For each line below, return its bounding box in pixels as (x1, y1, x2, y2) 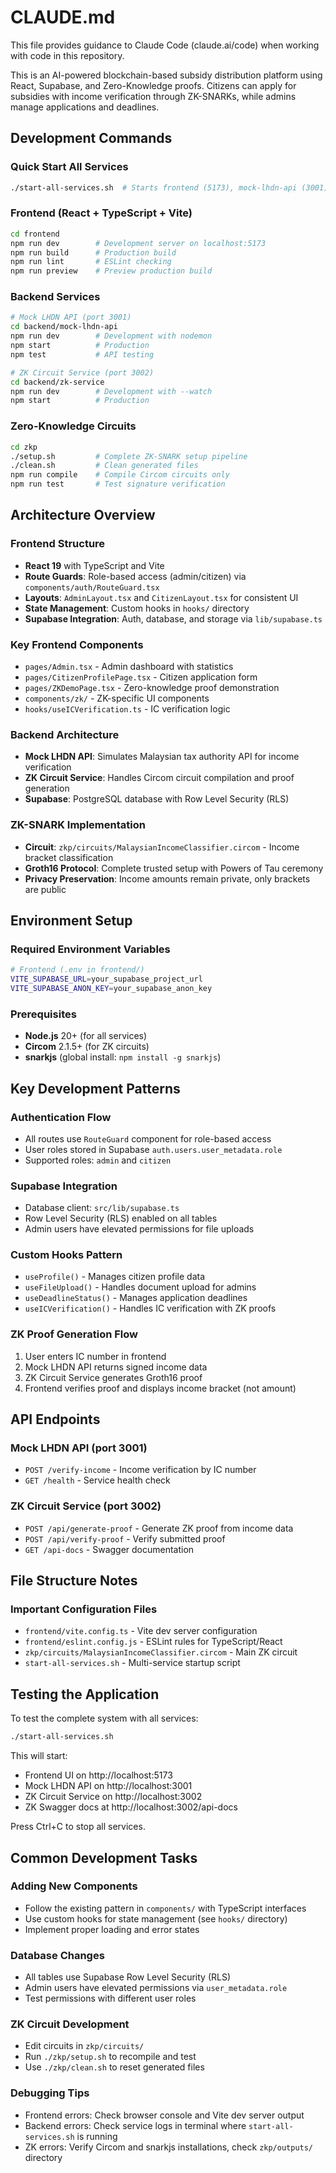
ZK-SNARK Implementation (10, 818, 146, 832)
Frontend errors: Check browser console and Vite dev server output (24, 2109, 305, 2121)
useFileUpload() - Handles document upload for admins (24, 1281, 257, 1293)
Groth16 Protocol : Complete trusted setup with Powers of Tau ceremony (24, 862, 324, 874)
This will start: (10, 1750, 68, 1762)
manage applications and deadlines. (10, 101, 160, 113)
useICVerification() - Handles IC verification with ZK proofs (24, 1302, 277, 1315)
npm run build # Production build (10, 247, 177, 258)
